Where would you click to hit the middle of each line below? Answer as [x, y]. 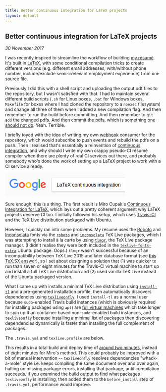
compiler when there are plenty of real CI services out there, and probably [81, 156]
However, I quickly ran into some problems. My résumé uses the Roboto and [83, 230]
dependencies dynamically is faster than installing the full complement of [80, 323]
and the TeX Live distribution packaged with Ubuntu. [59, 220]
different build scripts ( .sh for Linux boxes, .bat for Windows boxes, [75, 99]
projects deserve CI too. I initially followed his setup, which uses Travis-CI [81, 215]
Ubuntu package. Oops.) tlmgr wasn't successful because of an [83, 250]
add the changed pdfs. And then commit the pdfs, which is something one [80, 120]
